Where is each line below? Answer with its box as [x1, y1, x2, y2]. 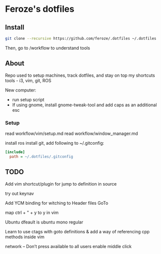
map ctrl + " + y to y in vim [5, 209, 59, 215]
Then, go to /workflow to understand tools [5, 45, 91, 51]
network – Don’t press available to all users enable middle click [5, 243, 132, 249]
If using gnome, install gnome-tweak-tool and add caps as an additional [12, 102, 157, 108]
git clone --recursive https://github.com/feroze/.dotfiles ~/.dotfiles [5, 36, 157, 41]
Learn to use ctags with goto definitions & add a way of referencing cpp [5, 228, 150, 234]
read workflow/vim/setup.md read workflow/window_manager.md [5, 130, 138, 136]
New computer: [5, 87, 37, 93]
